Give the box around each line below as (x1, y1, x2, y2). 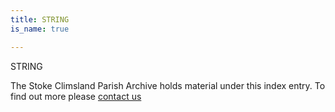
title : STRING (10, 14, 70, 25)
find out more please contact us (10, 90, 142, 102)
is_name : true (10, 24, 70, 34)
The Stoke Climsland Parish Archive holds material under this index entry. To (10, 79, 326, 91)
